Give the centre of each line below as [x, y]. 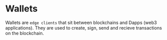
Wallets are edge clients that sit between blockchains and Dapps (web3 [81, 22]
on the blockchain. [25, 33]
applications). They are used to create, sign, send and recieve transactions [83, 27]
